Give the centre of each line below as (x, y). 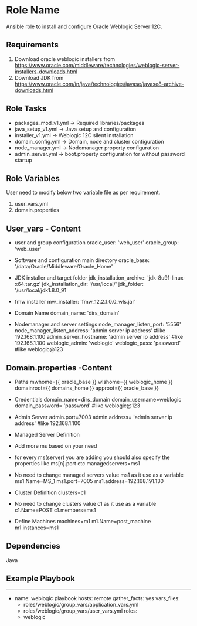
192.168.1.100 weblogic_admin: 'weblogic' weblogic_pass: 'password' (97, 343)
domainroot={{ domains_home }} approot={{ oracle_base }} (87, 388)
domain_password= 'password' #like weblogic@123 (77, 406)
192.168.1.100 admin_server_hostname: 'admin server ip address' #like (99, 337)
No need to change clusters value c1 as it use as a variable (85, 504)
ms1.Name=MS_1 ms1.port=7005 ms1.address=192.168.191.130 (89, 481)
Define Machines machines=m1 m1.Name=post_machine (83, 521)
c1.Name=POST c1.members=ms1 (55, 510)
